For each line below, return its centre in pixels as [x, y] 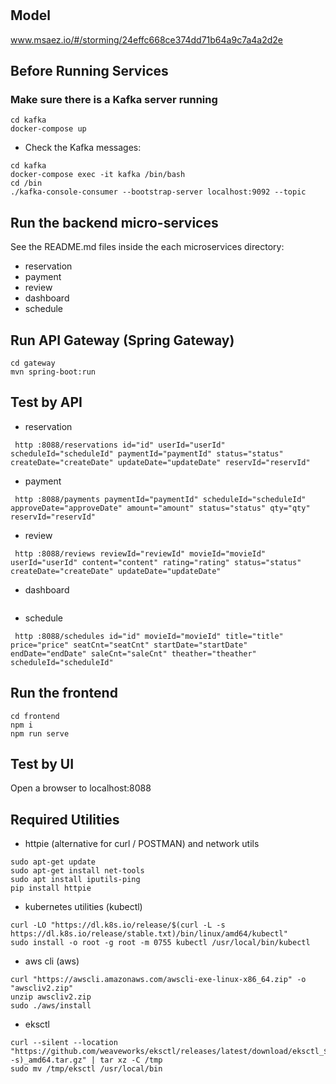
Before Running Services [89, 71]
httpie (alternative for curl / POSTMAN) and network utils [142, 844]
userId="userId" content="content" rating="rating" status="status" [156, 562]
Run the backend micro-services [114, 222]
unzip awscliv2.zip [51, 997]
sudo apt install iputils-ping [75, 880]
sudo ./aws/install [51, 1006]
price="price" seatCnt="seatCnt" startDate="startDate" [129, 645]
